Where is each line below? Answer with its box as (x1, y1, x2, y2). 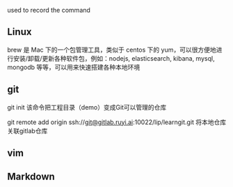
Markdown (7, 171, 56, 183)
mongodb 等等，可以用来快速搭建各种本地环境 (7, 63, 140, 71)
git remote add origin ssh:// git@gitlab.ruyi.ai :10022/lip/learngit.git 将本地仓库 (7, 118, 227, 126)
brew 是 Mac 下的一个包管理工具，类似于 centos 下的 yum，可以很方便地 (7, 45, 217, 54)
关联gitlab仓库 (7, 126, 48, 135)
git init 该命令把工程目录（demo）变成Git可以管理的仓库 (7, 103, 167, 111)
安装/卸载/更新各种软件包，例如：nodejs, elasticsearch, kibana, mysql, (13, 54, 215, 62)
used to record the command (7, 6, 90, 14)
